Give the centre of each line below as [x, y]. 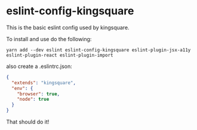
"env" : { [22, 88]
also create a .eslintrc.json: [39, 66]
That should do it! [28, 122]
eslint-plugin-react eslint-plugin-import [60, 55]
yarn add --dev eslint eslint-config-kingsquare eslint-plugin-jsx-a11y [98, 50]
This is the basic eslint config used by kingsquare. [68, 27]
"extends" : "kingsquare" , [44, 83]
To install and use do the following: [49, 39]
